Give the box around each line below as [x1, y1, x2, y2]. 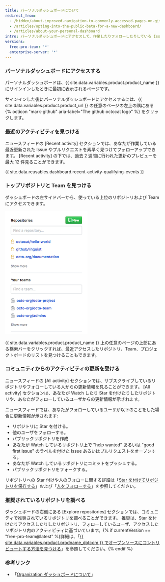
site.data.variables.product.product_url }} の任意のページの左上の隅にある [5, 102, 154, 108]
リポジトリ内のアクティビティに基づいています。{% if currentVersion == [5, 527, 151, 533]
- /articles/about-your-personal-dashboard [9, 29, 100, 34]
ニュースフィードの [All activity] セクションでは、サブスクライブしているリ [5, 378, 156, 384]
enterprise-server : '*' [9, 49, 58, 54]
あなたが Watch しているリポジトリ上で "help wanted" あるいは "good [12, 442, 155, 448]
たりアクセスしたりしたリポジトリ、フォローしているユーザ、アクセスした [9, 521, 159, 527]
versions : [5, 39, 26, 44]
